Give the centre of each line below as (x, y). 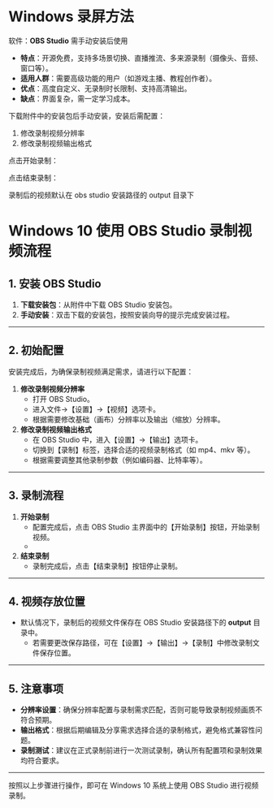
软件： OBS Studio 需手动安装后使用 (68, 41)
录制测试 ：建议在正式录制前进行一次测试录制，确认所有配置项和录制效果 (141, 750)
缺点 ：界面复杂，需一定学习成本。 (77, 98)
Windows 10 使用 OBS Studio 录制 (123, 231)
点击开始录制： (33, 160)
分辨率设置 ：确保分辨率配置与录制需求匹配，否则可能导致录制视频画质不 (141, 710)
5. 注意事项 (36, 688)
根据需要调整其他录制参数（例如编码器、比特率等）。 (119, 460)
